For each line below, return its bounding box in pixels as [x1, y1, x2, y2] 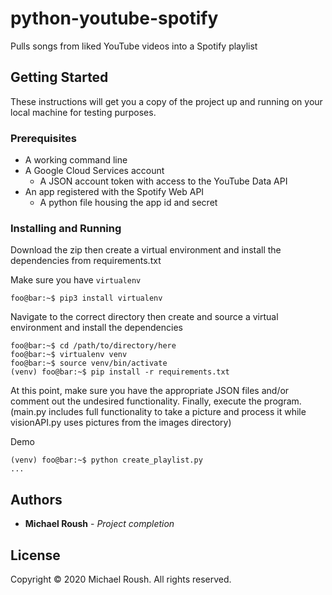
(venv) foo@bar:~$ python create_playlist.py [10, 455, 203, 466]
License [10, 547, 61, 564]
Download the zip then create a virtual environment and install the [10, 244, 282, 256]
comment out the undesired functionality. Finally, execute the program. [10, 395, 302, 407]
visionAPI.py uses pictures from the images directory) [10, 417, 232, 429]
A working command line [24, 154, 128, 166]
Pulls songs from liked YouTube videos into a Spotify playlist [10, 40, 258, 52]
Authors [10, 491, 63, 508]
